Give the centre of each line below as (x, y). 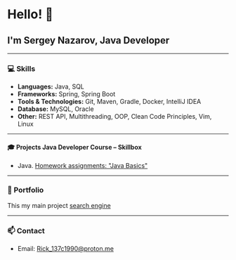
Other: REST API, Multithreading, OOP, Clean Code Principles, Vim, (114, 117)
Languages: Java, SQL (51, 86)
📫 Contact (26, 230)
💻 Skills (21, 68)
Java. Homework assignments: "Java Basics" (83, 165)
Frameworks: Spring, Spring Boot (66, 94)
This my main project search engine (59, 205)
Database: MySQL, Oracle (55, 109)
